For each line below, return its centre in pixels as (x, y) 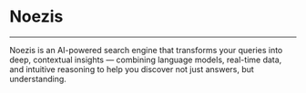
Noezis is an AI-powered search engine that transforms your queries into (146, 50)
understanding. (38, 79)
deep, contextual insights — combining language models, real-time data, (146, 60)
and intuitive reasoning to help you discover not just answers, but (132, 69)
